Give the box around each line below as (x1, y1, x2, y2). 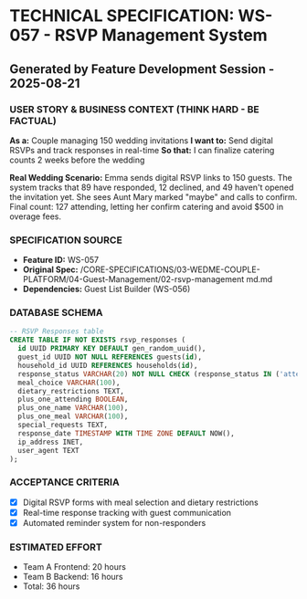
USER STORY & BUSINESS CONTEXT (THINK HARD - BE (9, 102, 260, 115)
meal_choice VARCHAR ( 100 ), (17, 378, 121, 387)
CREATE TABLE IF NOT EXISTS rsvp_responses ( (9, 335, 185, 345)
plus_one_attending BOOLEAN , (17, 394, 129, 405)
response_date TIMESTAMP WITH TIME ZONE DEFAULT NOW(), (17, 428, 235, 438)
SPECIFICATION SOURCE (9, 234, 123, 247)
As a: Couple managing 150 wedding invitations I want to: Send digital (9, 134, 274, 146)
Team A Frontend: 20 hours (22, 562, 126, 573)
